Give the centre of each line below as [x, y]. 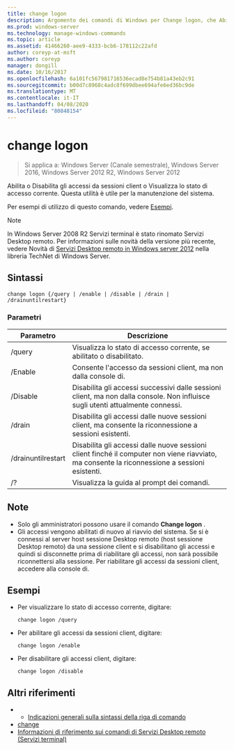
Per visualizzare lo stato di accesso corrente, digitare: [94, 607]
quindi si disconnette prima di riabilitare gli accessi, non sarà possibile [118, 554]
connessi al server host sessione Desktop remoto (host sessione [110, 539]
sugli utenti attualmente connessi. [127, 405]
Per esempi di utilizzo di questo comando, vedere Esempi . [91, 207]
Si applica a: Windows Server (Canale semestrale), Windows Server [122, 165]
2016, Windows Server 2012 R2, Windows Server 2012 [102, 172]
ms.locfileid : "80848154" [45, 111]
